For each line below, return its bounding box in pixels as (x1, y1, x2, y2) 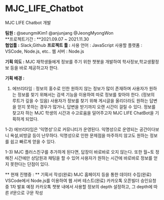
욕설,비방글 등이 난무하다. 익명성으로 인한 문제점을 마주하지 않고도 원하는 (10, 132, 149, 138)
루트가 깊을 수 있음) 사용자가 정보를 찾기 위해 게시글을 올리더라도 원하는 (12, 98, 148, 103)
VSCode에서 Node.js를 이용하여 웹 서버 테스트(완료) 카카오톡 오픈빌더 (5, 178, 140, 183)
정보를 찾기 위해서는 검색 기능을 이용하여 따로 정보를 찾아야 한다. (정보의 (17, 91, 155, 98)
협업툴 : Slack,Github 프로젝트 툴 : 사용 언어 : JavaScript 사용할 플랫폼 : (5, 42, 142, 48)
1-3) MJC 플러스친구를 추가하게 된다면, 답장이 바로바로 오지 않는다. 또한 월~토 (5, 149, 154, 155)
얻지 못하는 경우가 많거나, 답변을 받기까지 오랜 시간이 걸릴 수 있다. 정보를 (17, 103, 156, 110)
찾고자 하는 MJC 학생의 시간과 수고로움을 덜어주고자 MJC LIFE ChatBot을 (12, 110, 154, 116)
